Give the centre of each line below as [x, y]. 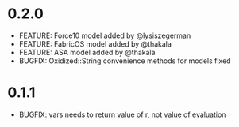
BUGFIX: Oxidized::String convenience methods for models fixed [125, 61]
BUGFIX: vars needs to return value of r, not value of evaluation [122, 114]
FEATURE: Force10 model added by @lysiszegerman [105, 35]
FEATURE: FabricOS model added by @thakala [95, 43]
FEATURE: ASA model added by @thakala [87, 52]
